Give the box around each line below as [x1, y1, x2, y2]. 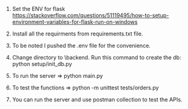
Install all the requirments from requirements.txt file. [12, 30, 143, 37]
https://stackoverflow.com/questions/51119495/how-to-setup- [12, 12, 170, 19]
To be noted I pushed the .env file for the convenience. [12, 42, 151, 49]
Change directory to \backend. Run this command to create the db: [12, 54, 182, 61]
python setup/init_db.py [12, 61, 72, 67]
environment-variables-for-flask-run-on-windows [12, 18, 138, 25]
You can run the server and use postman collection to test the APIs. [12, 96, 182, 103]
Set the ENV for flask [12, 6, 66, 12]
